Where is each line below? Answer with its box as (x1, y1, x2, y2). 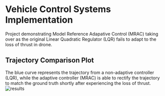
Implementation (5, 14, 73, 26)
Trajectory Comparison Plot (5, 56, 94, 65)
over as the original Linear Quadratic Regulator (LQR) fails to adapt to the (5, 36, 156, 42)
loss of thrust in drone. (5, 41, 52, 47)
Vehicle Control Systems (5, 4, 111, 15)
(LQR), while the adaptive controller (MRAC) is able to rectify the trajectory (5, 74, 160, 81)
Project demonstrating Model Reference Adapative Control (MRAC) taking (5, 31, 158, 37)
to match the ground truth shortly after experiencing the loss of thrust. (5, 80, 151, 86)
